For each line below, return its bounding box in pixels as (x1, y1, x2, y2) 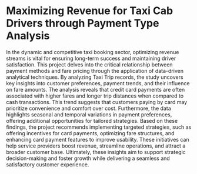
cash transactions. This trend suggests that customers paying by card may (6, 98, 188, 105)
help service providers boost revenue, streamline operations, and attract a (6, 142, 186, 149)
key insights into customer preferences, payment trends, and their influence (6, 79, 190, 86)
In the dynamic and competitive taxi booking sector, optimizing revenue (6, 48, 179, 55)
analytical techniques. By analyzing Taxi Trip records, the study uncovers (6, 73, 183, 81)
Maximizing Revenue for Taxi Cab (6, 4, 173, 18)
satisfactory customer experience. (6, 160, 89, 168)
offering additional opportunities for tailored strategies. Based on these (6, 117, 178, 124)
